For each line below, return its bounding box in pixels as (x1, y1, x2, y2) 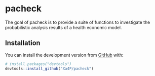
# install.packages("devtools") (5, 61, 72, 67)
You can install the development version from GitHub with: (5, 52, 123, 58)
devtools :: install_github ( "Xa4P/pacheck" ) (5, 66, 94, 71)
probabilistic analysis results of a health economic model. (5, 24, 122, 30)
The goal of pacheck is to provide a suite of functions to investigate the (5, 19, 150, 25)
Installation (5, 39, 40, 47)
